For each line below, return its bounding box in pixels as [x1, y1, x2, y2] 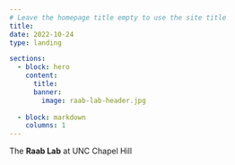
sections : [9, 55, 47, 64]
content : [25, 71, 58, 81]
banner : [32, 87, 63, 97]
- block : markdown [17, 113, 87, 122]
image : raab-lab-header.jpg [41, 96, 146, 105]
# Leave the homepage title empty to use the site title [9, 13, 227, 22]
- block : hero [17, 63, 70, 72]
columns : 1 [25, 121, 66, 130]
